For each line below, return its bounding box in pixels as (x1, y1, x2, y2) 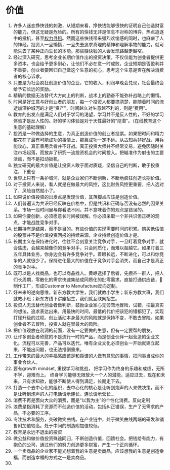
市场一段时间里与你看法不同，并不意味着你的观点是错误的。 (22, 206, 146, 212)
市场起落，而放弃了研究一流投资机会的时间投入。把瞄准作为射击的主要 (17, 149, 164, 155)
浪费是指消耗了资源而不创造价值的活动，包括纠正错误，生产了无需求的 (13, 403, 160, 410)
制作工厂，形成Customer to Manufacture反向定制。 (13, 283, 120, 289)
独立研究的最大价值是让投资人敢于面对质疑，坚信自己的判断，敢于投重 (13, 162, 160, 168)
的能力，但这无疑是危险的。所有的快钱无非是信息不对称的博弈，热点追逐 (13, 28, 164, 35)
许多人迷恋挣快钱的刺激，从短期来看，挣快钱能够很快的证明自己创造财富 (13, 22, 164, 28)
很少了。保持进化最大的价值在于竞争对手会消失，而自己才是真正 (30, 257, 164, 263)
